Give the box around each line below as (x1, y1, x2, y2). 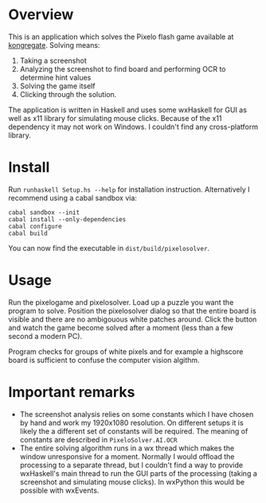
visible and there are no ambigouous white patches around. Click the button (8, 314, 257, 324)
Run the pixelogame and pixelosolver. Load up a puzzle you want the (8, 297, 234, 307)
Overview (8, 6, 74, 24)
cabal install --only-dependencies (8, 215, 127, 224)
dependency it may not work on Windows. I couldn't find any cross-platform (8, 122, 259, 131)
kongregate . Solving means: (8, 40, 100, 49)
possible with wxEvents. (19, 485, 100, 495)
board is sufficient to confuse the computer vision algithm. (8, 355, 201, 365)
